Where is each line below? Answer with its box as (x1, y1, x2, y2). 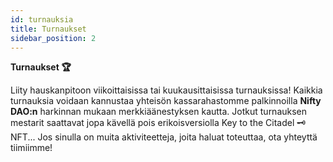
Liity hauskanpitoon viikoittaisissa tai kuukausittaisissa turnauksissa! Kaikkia (10, 84, 323, 96)
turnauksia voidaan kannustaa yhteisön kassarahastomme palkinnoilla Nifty (10, 95, 322, 107)
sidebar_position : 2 (10, 33, 97, 43)
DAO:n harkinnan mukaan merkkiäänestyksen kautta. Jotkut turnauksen (10, 106, 308, 118)
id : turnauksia (10, 14, 74, 25)
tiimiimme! (10, 142, 53, 154)
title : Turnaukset (10, 24, 87, 34)
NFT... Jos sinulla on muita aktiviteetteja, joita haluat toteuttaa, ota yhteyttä (10, 131, 318, 143)
